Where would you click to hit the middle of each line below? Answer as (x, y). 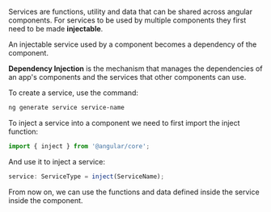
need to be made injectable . (56, 29)
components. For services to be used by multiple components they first (127, 20)
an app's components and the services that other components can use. (127, 77)
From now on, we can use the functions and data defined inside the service (134, 192)
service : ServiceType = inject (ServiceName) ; (86, 177)
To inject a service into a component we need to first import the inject (124, 123)
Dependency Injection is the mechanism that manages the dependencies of (135, 69)
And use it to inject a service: (57, 161)
